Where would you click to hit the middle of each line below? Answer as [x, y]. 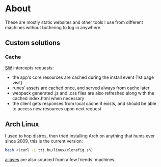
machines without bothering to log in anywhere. [53, 27]
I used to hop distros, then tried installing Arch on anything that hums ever [80, 136]
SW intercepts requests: [29, 67]
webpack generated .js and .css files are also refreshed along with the [83, 93]
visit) [17, 82]
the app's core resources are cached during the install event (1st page [83, 77]
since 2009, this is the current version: [44, 141]
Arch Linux [22, 124]
